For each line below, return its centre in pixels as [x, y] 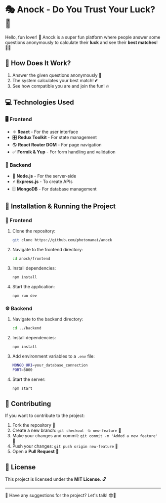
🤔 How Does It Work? [38, 63]
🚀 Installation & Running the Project [61, 206]
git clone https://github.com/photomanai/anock [62, 240]
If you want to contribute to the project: [45, 415]
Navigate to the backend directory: [48, 319]
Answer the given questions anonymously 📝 [57, 75]
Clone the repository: [34, 231]
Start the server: [29, 379]
